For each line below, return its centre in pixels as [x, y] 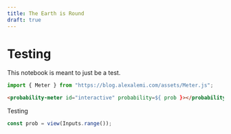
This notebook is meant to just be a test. [64, 73]
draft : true [24, 20]
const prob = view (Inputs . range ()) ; [59, 124]
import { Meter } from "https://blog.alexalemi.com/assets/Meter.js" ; [110, 86]
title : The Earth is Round [46, 13]
